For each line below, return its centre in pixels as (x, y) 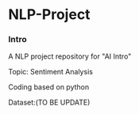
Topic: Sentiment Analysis (51, 72)
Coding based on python (49, 87)
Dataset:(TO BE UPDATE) (49, 103)
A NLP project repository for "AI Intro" (70, 56)
